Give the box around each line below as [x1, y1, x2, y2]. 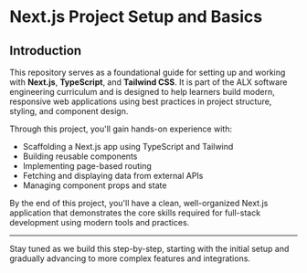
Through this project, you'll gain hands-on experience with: [9, 123, 233, 134]
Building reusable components [22, 151, 138, 162]
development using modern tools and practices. [9, 217, 190, 227]
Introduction [9, 43, 82, 58]
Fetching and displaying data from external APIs [22, 171, 204, 181]
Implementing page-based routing [22, 161, 153, 171]
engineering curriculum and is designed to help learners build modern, [9, 87, 276, 97]
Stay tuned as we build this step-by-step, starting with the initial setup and [9, 244, 290, 254]
